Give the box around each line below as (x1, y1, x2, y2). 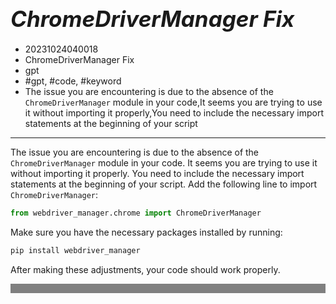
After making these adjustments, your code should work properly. (10, 263, 281, 275)
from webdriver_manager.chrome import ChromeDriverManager (10, 208, 262, 218)
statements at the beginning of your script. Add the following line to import (10, 178, 318, 190)
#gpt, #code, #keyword (24, 75, 122, 87)
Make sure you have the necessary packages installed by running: (10, 226, 283, 238)
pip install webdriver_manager (10, 245, 141, 255)
